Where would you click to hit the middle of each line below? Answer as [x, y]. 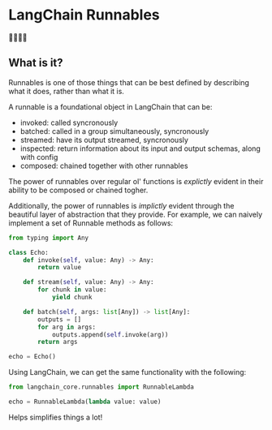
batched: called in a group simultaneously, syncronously [114, 131]
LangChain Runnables [84, 15]
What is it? [36, 63]
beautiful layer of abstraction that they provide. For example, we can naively [136, 214]
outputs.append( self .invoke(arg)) [110, 334]
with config [39, 157]
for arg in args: [67, 327]
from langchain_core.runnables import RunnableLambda [101, 387]
